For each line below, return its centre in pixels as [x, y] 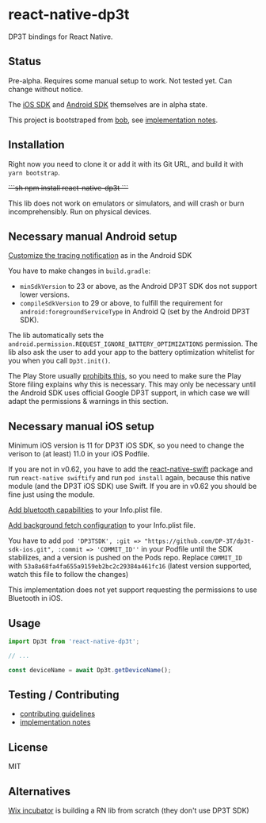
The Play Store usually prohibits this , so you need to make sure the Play [125, 376]
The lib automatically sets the [56, 336]
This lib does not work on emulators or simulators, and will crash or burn [126, 203]
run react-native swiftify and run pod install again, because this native [129, 478]
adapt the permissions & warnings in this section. [88, 402]
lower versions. [44, 294]
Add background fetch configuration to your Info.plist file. [102, 525]
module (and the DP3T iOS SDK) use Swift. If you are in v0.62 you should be [133, 486]
